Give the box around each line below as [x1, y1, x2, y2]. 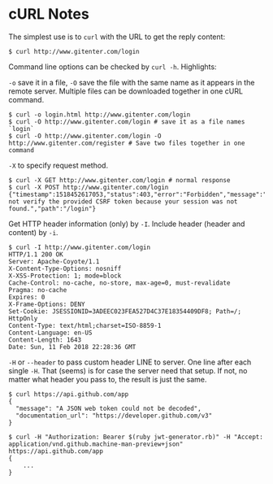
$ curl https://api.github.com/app [8, 390, 129, 399]
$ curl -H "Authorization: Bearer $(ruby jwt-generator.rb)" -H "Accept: [8, 433, 264, 441]
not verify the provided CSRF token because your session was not [8, 197, 238, 206]
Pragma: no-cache [8, 286, 67, 294]
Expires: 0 [8, 293, 45, 301]
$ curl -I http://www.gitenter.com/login [8, 243, 151, 251]
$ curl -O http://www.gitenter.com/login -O [8, 132, 162, 140]
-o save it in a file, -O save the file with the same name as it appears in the [8, 77, 255, 87]
